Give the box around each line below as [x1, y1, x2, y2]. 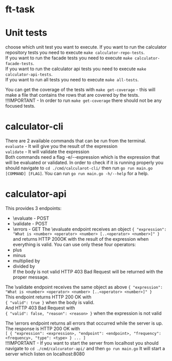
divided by [12, 263, 35, 269]
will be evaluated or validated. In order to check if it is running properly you [5, 160, 164, 166]
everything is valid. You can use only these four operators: [12, 242, 136, 247]
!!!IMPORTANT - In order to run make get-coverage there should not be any [5, 97, 162, 103]
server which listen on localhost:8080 [5, 351, 85, 357]
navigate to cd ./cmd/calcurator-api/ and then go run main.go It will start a [5, 346, 165, 351]
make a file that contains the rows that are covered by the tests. [5, 92, 140, 98]
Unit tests [5, 27, 48, 39]
